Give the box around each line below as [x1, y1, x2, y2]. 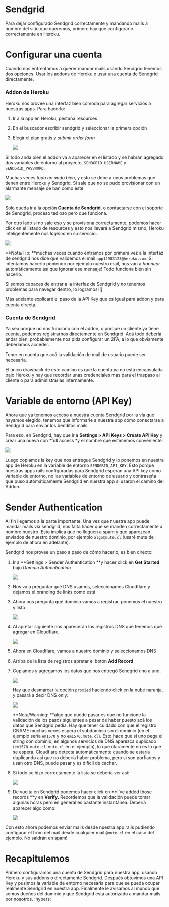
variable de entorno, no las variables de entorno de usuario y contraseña [5, 473, 156, 479]
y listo [12, 604, 25, 611]
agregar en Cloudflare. [12, 629, 60, 635]
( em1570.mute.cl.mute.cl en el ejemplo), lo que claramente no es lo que [12, 744, 161, 750]
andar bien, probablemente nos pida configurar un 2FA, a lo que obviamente [5, 336, 164, 342]
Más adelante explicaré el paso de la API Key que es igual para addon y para [5, 296, 164, 303]
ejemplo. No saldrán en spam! [5, 835, 68, 841]
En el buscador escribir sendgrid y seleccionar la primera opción [12, 125, 147, 131]
